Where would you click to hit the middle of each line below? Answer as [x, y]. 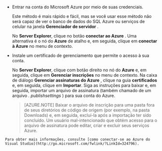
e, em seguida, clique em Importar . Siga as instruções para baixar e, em [84, 85]
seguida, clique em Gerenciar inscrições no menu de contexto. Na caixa [84, 75]
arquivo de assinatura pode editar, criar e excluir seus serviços [87, 125]
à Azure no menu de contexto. [43, 46]
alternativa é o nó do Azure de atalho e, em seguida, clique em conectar [84, 41]
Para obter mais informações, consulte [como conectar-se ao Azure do [78, 139]
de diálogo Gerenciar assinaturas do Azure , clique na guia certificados [84, 80]
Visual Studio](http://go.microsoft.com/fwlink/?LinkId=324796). [72, 144]
